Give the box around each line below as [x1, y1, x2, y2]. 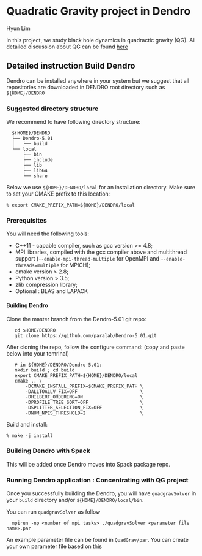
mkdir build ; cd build [14, 367, 75, 373]
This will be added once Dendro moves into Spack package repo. [6, 460, 171, 468]
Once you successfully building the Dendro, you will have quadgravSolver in [6, 490, 197, 497]
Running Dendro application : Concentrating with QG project [6, 476, 189, 484]
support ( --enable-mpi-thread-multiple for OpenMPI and [15, 255, 160, 262]
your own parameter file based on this [6, 543, 103, 550]
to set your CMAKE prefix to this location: [6, 190, 110, 197]
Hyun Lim [6, 25, 31, 32]
